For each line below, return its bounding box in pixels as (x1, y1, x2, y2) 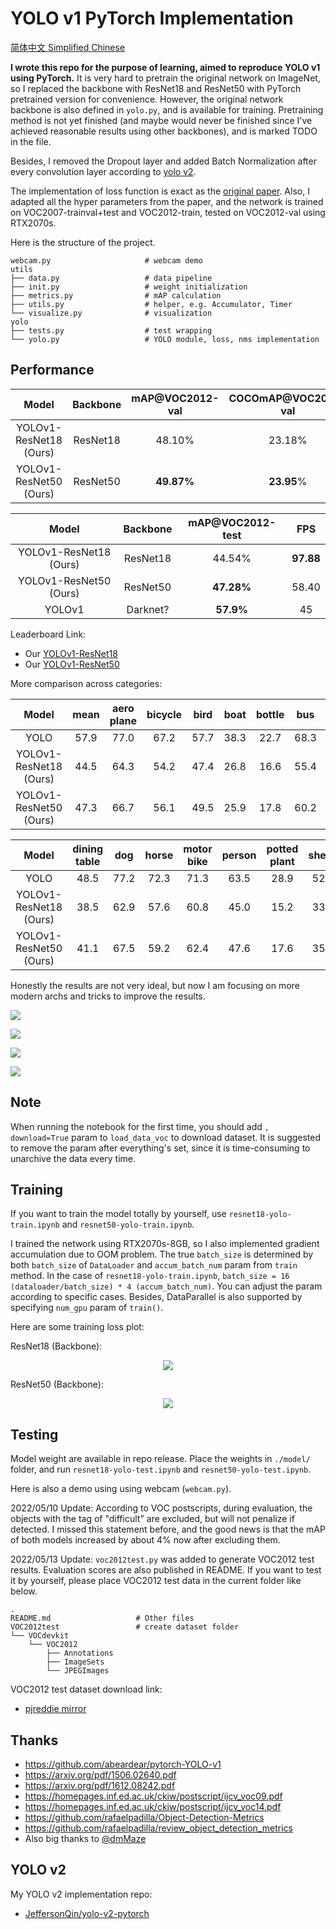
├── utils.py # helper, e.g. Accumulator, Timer (10, 299, 293, 309)
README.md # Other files (10, 1613, 195, 1624)
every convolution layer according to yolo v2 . (10, 165, 197, 177)
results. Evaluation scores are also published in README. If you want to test (10, 1564, 322, 1576)
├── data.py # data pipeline (10, 273, 213, 283)
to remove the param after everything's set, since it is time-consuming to (10, 1142, 311, 1154)
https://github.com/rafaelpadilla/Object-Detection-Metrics (24, 1812, 265, 1823)
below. (10, 1585, 38, 1597)
